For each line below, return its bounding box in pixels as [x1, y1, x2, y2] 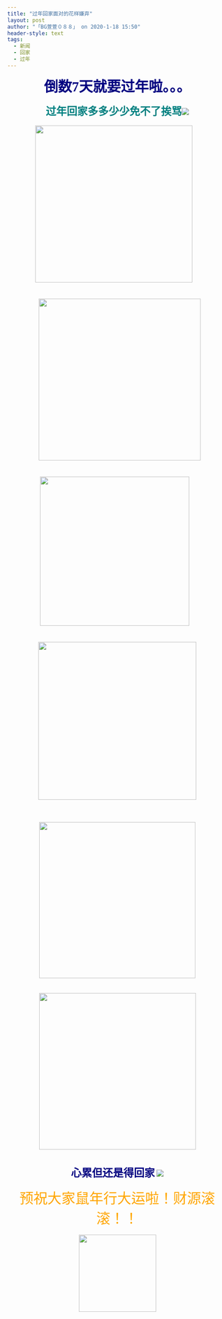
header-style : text [7, 29, 64, 37]
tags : [7, 36, 23, 43]
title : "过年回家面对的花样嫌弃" [7, 10, 93, 17]
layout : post [7, 17, 45, 24]
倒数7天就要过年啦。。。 [43, 78, 191, 95]
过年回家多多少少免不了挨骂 [45, 105, 182, 117]
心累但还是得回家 [71, 1166, 156, 1179]
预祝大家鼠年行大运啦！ [19, 1190, 173, 1207]
